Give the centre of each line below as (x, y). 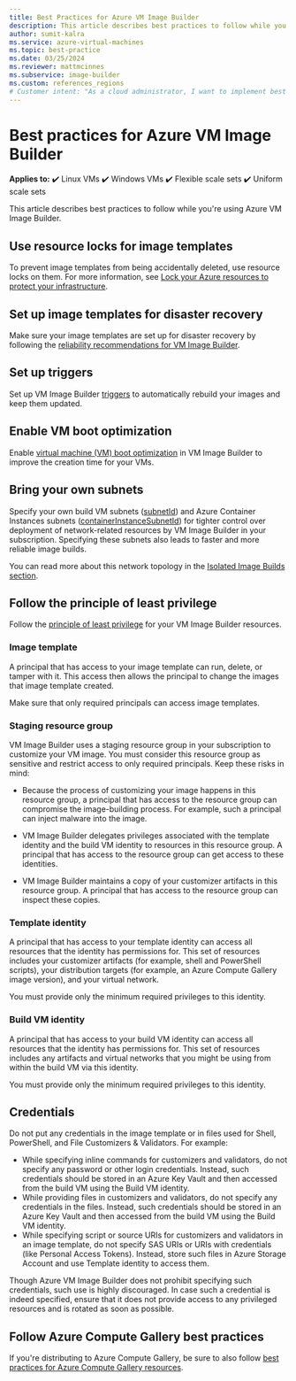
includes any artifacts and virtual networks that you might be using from (140, 1058)
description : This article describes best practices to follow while (140, 26)
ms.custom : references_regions (67, 83)
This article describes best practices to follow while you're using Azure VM (146, 209)
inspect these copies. (61, 899)
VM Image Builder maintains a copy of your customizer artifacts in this (150, 881)
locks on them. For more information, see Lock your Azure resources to (139, 277)
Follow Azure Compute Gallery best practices (137, 1336)
